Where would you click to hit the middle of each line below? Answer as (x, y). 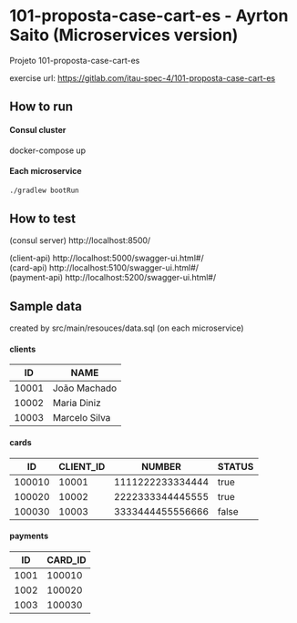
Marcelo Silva (82, 418)
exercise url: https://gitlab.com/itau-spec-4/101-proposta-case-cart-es (143, 77)
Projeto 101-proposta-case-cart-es (75, 60)
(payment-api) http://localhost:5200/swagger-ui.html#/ (113, 278)
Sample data (46, 306)
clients (23, 349)
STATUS (236, 466)
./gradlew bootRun (44, 190)
